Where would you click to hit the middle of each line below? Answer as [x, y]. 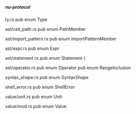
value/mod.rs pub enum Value [36, 106]
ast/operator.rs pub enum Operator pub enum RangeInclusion [68, 68]
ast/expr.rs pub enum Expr [32, 48]
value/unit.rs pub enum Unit [34, 97]
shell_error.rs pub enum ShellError [40, 87]
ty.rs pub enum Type [26, 19]
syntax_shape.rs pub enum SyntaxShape [47, 77]
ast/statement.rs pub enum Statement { [45, 58]
